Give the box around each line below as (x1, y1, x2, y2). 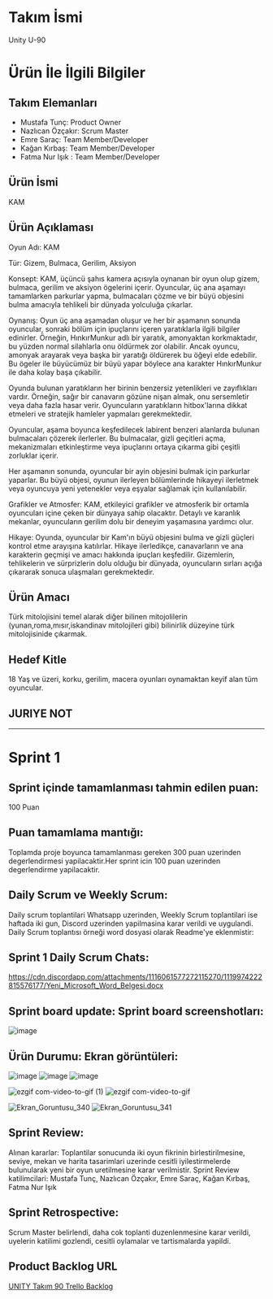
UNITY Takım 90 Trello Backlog (8, 1281, 114, 1291)
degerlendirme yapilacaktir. (8, 864, 100, 874)
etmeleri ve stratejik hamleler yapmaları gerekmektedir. (8, 409, 193, 419)
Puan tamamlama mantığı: (8, 826, 144, 840)
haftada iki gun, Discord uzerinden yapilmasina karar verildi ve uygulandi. (8, 919, 253, 928)
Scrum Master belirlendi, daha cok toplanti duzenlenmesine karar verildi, (8, 1227, 251, 1237)
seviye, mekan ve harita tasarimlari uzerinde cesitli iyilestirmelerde (8, 1156, 232, 1166)
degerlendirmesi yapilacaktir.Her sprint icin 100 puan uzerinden (8, 856, 221, 866)
